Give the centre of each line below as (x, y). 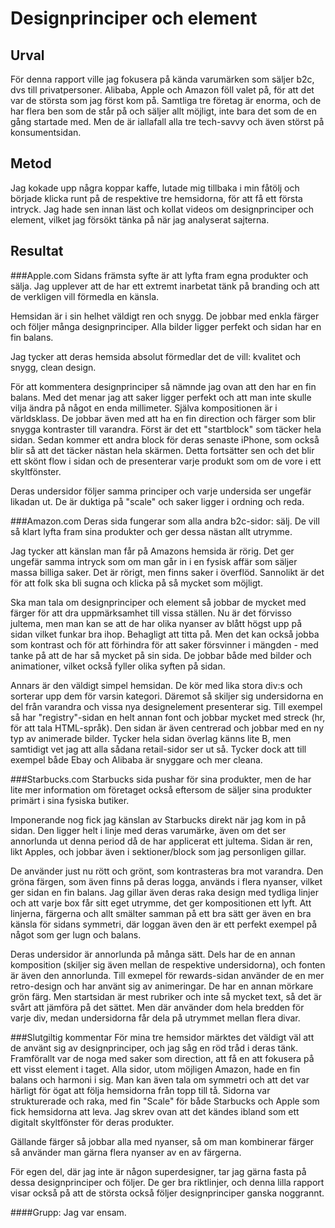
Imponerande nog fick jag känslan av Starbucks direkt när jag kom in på (158, 819)
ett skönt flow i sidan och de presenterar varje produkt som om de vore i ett (166, 461)
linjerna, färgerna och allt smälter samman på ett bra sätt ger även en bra (161, 913)
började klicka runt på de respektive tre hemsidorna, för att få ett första (156, 198)
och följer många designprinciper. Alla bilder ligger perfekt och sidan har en (166, 326)
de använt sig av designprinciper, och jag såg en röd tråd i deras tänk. (154, 1048)
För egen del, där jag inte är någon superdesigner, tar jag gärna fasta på (158, 1171)
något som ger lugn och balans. (76, 934)
